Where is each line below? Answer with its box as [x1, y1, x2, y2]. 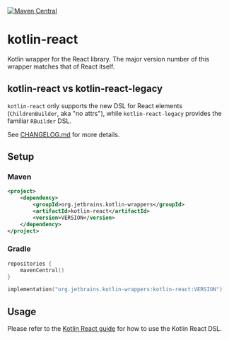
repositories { [7, 260, 52, 267]
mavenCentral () [20, 266, 65, 274]
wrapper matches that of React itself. [7, 62, 115, 71]
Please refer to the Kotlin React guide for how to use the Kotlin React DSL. [7, 324, 223, 333]
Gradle [7, 244, 31, 254]
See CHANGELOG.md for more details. [7, 130, 120, 139]
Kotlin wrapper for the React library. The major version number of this [7, 54, 210, 63]
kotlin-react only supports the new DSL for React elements [7, 101, 182, 110]
